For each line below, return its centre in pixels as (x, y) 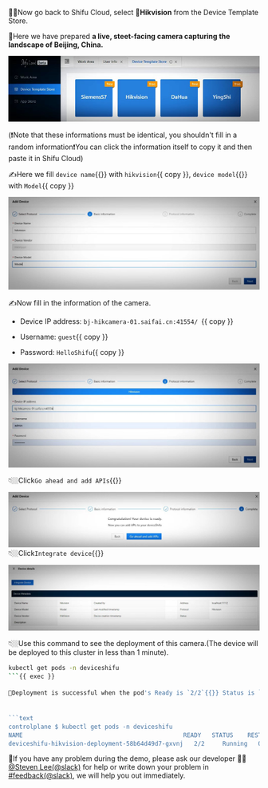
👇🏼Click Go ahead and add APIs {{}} (65, 480)
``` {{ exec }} (32, 676)
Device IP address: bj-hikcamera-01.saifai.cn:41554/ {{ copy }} (126, 321)
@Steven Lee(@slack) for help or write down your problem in (109, 767)
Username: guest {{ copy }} (64, 337)
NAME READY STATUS (121, 735)
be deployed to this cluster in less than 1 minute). (89, 652)
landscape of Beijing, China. (56, 45)
